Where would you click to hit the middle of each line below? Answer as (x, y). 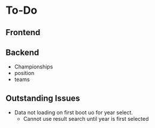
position (24, 73)
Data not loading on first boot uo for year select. (73, 113)
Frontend (23, 32)
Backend (22, 52)
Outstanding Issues (43, 98)
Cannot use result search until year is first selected (86, 119)
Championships (34, 67)
